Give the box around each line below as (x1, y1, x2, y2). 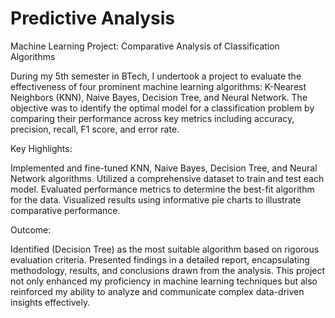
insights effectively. (10, 296, 91, 308)
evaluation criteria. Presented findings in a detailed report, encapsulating (10, 253, 310, 266)
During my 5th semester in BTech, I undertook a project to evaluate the (10, 70, 302, 82)
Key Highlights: (10, 142, 73, 154)
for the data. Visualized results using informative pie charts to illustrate (10, 193, 302, 206)
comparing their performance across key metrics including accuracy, (10, 112, 295, 124)
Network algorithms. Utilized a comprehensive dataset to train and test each (10, 172, 325, 184)
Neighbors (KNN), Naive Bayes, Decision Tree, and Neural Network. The (10, 91, 308, 103)
